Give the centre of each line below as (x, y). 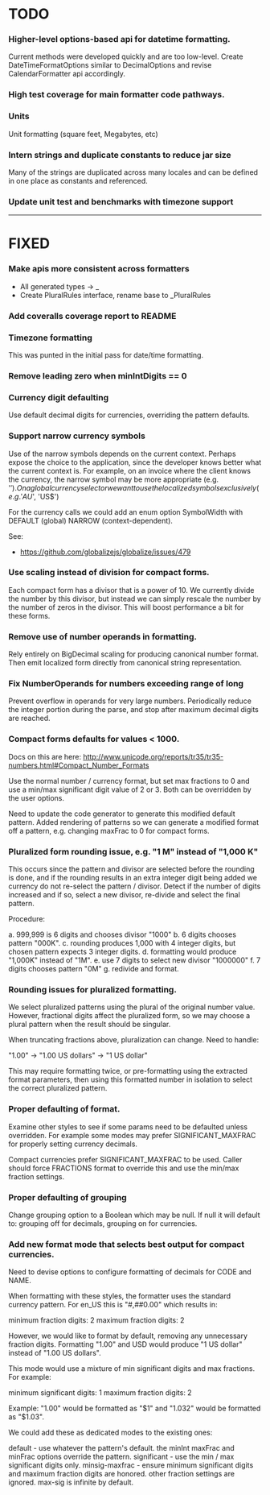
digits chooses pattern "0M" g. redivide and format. (94, 969)
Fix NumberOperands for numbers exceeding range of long (126, 684)
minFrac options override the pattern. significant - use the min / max (121, 1457)
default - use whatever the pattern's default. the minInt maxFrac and (121, 1448)
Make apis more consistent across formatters (99, 269)
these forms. (29, 615)
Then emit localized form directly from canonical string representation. (125, 663)
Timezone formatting (50, 338)
